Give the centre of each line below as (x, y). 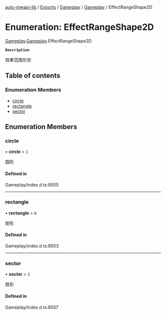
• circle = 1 (17, 152)
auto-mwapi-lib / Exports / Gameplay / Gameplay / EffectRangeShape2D (79, 7)
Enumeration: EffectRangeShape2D (80, 27)
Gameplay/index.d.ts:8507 (32, 307)
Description (17, 50)
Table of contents (33, 76)
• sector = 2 (18, 274)
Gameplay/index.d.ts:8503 (32, 246)
